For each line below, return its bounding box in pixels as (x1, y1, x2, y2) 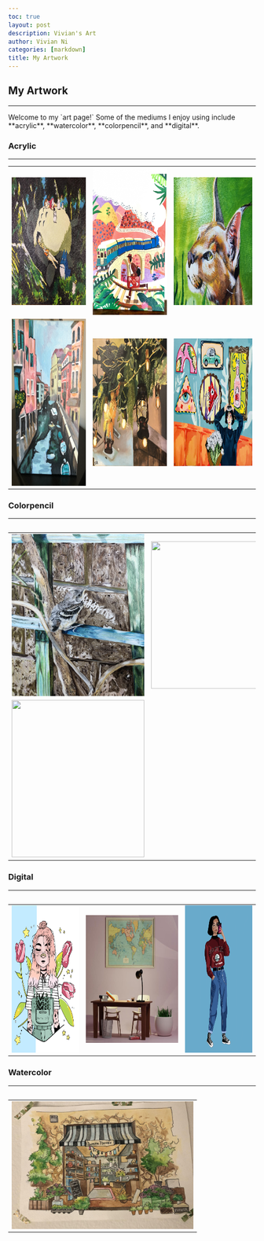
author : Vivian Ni (8, 38, 68, 46)
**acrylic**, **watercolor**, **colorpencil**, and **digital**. (8, 120, 200, 130)
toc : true (8, 13, 41, 20)
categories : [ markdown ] (8, 46, 86, 54)
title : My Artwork (8, 54, 68, 62)
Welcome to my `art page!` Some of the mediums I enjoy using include (8, 112, 236, 122)
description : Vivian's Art (8, 29, 97, 37)
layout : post (8, 20, 51, 29)
